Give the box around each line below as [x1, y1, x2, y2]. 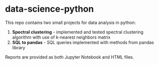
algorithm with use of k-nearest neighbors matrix [12, 34, 111, 40]
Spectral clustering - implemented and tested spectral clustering [12, 29, 144, 35]
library [12, 44, 25, 50]
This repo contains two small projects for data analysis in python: [5, 20, 136, 25]
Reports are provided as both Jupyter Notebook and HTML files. [5, 54, 134, 60]
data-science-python [5, 3, 94, 15]
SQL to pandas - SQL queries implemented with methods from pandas [12, 39, 155, 45]
